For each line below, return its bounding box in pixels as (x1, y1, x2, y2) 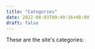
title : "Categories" (6, 8, 58, 15)
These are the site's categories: (6, 36, 84, 44)
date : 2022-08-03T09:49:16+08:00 (6, 14, 90, 20)
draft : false (6, 20, 39, 26)
